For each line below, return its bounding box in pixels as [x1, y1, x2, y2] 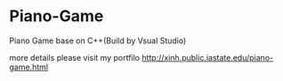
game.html [9, 62, 49, 72]
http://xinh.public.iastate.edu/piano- [141, 52, 274, 63]
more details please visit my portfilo [9, 52, 141, 63]
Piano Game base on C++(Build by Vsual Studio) [9, 35, 187, 46]
